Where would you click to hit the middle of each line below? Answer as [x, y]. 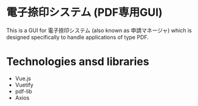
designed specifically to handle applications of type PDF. [77, 37]
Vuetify [24, 85]
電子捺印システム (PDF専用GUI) [84, 12]
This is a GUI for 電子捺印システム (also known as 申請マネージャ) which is [99, 30]
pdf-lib [23, 91]
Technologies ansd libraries [78, 62]
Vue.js [23, 78]
